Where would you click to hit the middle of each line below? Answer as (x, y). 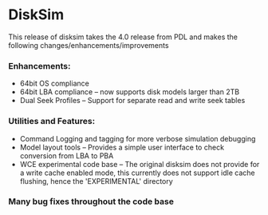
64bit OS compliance (54, 84)
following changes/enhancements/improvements (89, 45)
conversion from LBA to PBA (67, 155)
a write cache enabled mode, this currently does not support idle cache (137, 173)
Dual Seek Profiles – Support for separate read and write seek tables (132, 101)
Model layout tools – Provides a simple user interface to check (122, 147)
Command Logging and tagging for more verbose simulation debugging (138, 138)
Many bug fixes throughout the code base (91, 201)
